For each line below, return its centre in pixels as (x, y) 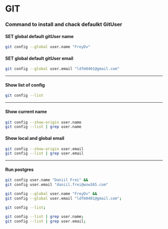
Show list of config (25, 85)
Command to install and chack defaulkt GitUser (64, 25)
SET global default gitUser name (39, 36)
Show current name (26, 111)
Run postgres (19, 169)
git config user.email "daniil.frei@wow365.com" (57, 185)
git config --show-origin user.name (43, 122)
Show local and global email (35, 138)
